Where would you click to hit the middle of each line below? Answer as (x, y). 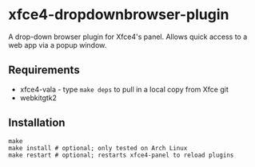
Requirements (44, 70)
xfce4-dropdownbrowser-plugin (119, 15)
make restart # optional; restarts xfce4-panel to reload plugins (121, 155)
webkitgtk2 (38, 98)
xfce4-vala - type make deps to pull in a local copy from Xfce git (124, 89)
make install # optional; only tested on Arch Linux (98, 148)
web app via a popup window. (58, 45)
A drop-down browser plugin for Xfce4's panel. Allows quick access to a (128, 37)
